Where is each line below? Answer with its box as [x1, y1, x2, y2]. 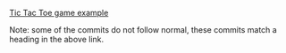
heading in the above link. [9, 34, 105, 44]
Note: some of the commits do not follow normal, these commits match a [9, 25, 277, 34]
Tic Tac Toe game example [9, 8, 109, 18]
